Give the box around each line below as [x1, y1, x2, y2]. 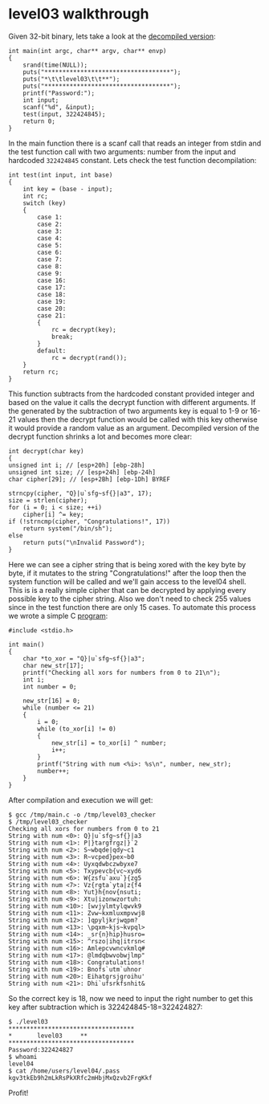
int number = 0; [22, 682, 78, 691]
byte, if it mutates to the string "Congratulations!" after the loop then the [8, 568, 247, 578]
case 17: [37, 283, 67, 292]
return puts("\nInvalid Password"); [22, 538, 146, 546]
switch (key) [22, 198, 67, 207]
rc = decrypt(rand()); [51, 354, 128, 362]
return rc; [22, 367, 59, 376]
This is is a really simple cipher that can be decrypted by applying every [8, 585, 247, 595]
